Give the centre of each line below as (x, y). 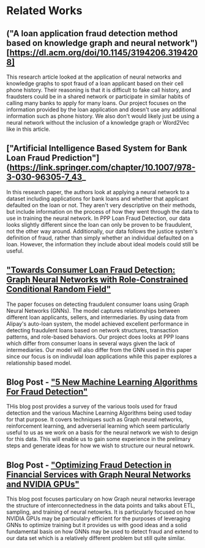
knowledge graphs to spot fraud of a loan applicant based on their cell (95, 83)
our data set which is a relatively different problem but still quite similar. (96, 538)
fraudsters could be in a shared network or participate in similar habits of (98, 96)
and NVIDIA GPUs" (43, 484)
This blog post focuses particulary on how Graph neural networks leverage (101, 499)
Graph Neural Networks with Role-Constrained (97, 280)
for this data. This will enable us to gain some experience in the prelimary (99, 439)
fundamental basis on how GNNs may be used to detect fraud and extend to (102, 531)
